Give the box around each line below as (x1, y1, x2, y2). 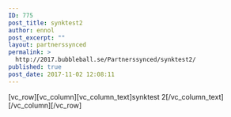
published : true (8, 63, 62, 71)
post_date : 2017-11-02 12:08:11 (8, 70, 115, 78)
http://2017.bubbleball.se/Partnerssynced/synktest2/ (15, 56, 196, 64)
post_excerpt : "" (8, 33, 66, 42)
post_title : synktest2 (8, 19, 83, 27)
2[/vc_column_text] (161, 92, 224, 101)
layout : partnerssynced (8, 41, 87, 49)
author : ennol (8, 26, 55, 34)
